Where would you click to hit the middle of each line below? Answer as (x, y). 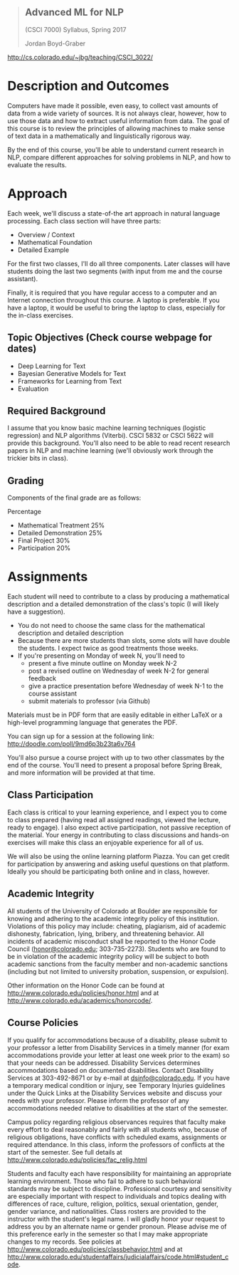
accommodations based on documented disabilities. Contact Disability (111, 1070)
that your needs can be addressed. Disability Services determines (104, 1062)
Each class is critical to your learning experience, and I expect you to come (117, 812)
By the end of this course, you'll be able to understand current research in (116, 149)
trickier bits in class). (38, 458)
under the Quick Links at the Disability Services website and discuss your (115, 1093)
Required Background (57, 410)
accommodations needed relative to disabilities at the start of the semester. (118, 1108)
